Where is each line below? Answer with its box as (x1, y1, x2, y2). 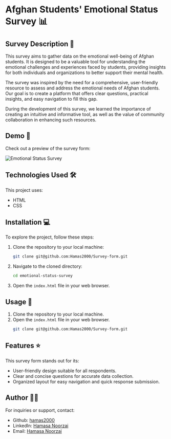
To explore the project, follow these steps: (5, 234, 94, 240)
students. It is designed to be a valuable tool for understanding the (5, 59, 146, 65)
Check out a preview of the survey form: (5, 145, 91, 151)
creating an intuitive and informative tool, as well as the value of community (5, 112, 165, 117)
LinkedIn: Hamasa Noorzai (12, 423, 69, 429)
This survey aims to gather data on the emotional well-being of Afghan (5, 53, 155, 59)
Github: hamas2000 (12, 417, 55, 423)
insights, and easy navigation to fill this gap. (5, 96, 98, 102)
